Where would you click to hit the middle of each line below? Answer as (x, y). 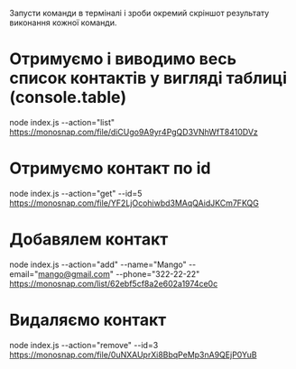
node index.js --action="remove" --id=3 (84, 345)
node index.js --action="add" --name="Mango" (98, 264)
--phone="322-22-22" (158, 273)
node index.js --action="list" (62, 122)
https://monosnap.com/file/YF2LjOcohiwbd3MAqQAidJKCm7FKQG (134, 203)
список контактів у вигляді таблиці (148, 78)
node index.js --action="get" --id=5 (76, 193)
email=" (24, 273)
